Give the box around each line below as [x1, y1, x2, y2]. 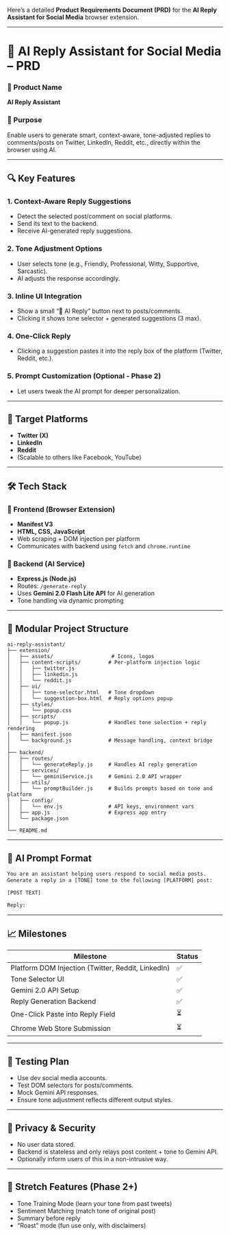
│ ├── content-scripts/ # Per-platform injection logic [7, 659, 201, 666]
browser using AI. [7, 145, 57, 154]
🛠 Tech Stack [7, 480, 67, 492]
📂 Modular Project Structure [7, 622, 129, 634]
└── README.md [7, 827, 48, 835]
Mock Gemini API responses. [16, 1088, 99, 1097]
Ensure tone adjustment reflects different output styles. [16, 1096, 173, 1104]
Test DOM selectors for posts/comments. [16, 1081, 133, 1090]
